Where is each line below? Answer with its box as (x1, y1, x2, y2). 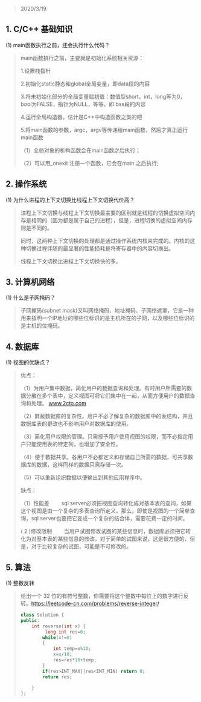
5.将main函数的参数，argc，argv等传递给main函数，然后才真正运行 (20, 126, 188, 133)
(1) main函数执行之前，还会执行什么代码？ (5, 41, 110, 48)
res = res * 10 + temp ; (53, 657, 97, 663)
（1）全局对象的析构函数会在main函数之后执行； (20, 147, 141, 154)
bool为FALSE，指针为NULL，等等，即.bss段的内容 (20, 100, 146, 108)
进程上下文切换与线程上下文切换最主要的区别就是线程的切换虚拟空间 (20, 209, 190, 216)
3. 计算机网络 (5, 277, 55, 287)
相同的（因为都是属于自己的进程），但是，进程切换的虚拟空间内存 (31, 216, 193, 224)
